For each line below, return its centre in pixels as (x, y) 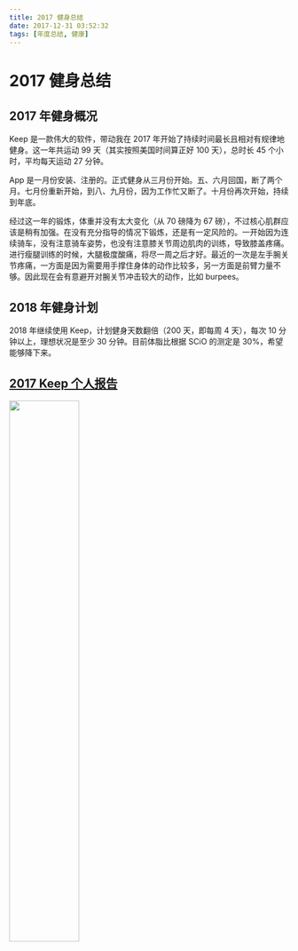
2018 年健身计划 (54, 307)
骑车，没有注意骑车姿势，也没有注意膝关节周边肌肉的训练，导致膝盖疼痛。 (153, 243)
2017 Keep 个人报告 (63, 383)
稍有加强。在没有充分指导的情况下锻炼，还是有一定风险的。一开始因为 (153, 233)
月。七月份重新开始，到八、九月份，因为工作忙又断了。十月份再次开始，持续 (149, 191)
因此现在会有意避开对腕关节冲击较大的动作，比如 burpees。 (134, 277)
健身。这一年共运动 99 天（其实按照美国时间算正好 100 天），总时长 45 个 (143, 150)
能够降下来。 (32, 353)
